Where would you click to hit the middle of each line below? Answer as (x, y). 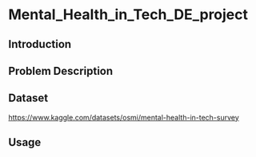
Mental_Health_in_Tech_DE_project (128, 15)
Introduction (40, 44)
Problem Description (61, 71)
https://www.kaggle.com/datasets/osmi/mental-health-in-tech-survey (124, 117)
